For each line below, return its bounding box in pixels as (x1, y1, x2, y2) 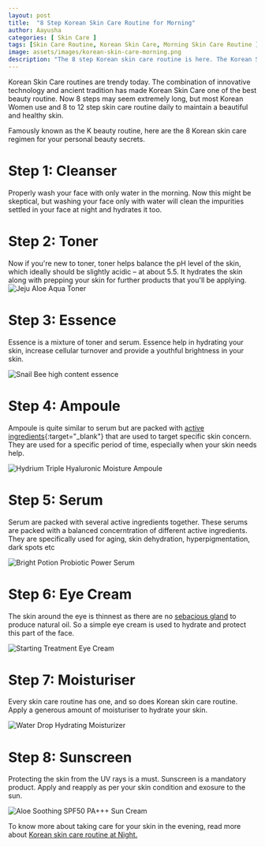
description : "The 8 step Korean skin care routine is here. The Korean (8, 56, 252, 64)
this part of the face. (8, 628, 75, 637)
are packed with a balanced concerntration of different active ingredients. (8, 525, 248, 535)
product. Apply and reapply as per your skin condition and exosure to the (8, 782, 246, 793)
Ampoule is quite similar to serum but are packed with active (8, 423, 205, 432)
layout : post (8, 11, 51, 20)
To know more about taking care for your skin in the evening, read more (8, 822, 241, 831)
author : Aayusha (8, 26, 62, 34)
